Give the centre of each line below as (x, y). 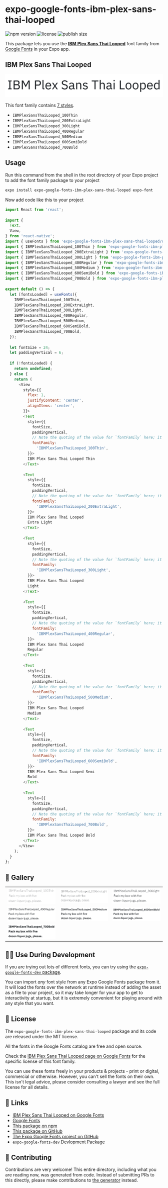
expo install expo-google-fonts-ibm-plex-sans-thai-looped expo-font (79, 190)
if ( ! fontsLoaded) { (31, 363)
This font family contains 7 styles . (40, 105)
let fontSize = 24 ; (30, 347)
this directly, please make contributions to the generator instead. (72, 1180)
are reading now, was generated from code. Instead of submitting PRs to (80, 1175)
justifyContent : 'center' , (55, 401)
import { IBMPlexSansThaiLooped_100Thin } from (56, 247)
